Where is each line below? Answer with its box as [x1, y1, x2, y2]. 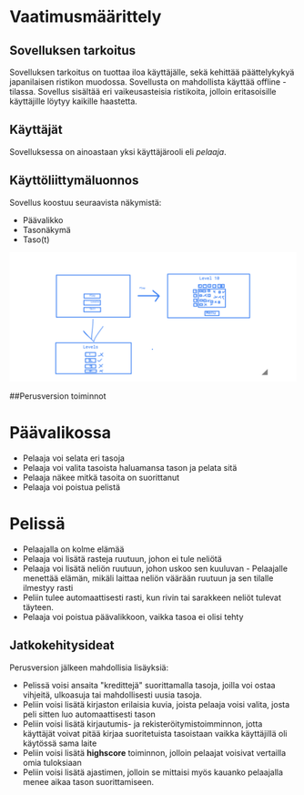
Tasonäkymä [22, 224, 71, 235]
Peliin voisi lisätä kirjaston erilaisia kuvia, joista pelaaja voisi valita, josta [22, 698, 290, 709]
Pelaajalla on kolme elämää [22, 544, 125, 555]
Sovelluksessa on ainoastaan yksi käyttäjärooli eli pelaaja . [9, 146, 227, 157]
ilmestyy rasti [22, 582, 74, 593]
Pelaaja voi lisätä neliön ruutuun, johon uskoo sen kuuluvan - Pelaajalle [22, 563, 289, 574]
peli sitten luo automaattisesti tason [22, 708, 157, 719]
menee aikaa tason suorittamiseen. [22, 776, 155, 787]
